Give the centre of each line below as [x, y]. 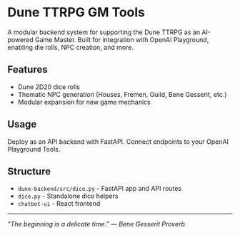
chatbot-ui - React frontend [59, 204]
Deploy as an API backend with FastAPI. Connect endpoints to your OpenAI [118, 141]
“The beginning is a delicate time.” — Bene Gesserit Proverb [96, 224]
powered [20, 39]
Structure [29, 171]
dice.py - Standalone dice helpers [68, 196]
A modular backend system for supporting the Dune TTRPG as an [104, 32]
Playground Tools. [34, 149]
